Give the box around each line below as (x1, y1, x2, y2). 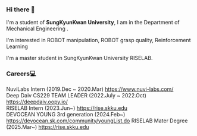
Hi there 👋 (6, 5, 36, 14)
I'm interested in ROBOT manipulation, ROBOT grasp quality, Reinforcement (6, 37, 191, 44)
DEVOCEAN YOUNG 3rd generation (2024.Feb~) (6, 110, 126, 118)
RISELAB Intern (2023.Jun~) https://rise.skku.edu (6, 104, 128, 112)
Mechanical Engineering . (6, 25, 68, 32)
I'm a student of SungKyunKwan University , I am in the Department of (6, 19, 180, 26)
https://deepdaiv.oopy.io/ (6, 98, 68, 105)
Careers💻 (6, 69, 36, 78)
